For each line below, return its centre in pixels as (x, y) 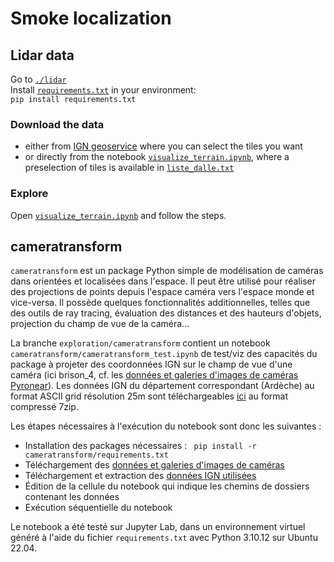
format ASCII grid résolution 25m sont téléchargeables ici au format (149, 396)
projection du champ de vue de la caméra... (100, 324)
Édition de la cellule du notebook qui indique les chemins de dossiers (167, 486)
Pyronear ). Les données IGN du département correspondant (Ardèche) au (162, 386)
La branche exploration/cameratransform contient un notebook (140, 343)
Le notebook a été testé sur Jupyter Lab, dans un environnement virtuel (158, 527)
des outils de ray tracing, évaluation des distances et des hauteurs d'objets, (166, 313)
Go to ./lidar (38, 79)
